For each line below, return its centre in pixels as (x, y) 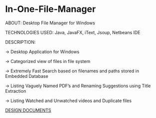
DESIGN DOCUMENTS (28, 110)
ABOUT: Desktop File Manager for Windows (50, 23)
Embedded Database (27, 76)
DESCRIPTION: (20, 42)
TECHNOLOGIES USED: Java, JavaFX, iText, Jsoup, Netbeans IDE (73, 32)
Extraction (16, 91)
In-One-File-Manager (51, 9)
